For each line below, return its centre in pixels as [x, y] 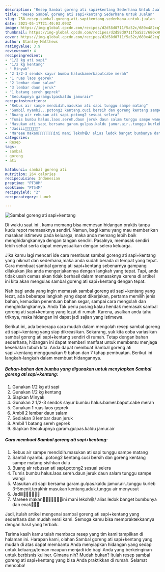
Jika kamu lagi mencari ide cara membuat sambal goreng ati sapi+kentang [81, 255]
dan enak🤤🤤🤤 [26, 504]
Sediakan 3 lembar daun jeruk [42, 418]
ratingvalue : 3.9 [23, 46]
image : [12, 28]
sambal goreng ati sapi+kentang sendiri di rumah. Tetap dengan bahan [77, 337]
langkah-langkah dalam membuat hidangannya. [53, 358]
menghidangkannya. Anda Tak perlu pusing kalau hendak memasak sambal [82, 306]
